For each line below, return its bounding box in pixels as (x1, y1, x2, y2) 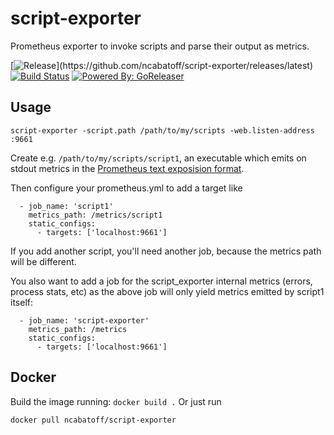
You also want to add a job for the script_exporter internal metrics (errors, (10, 275, 313, 287)
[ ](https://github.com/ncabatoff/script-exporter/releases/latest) (10, 59, 314, 71)
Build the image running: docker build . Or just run (10, 395, 222, 407)
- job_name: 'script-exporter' (19, 315, 150, 326)
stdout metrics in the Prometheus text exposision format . (10, 162, 245, 174)
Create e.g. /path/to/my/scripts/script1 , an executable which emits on (10, 152, 307, 164)
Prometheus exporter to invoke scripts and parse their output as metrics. (10, 40, 310, 52)
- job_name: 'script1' (19, 201, 114, 211)
